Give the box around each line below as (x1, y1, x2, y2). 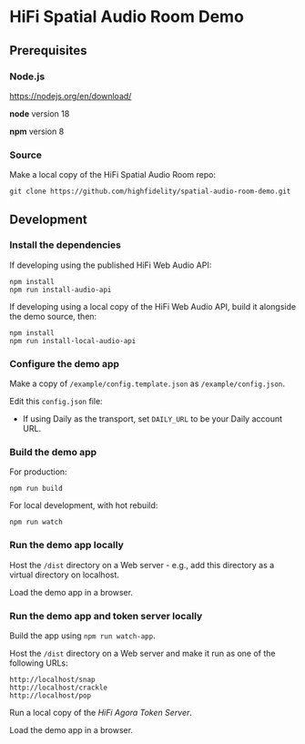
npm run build (9, 484, 64, 494)
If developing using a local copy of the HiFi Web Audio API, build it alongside (9, 301, 297, 311)
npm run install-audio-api (9, 285, 112, 294)
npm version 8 (9, 126, 65, 137)
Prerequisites (9, 43, 87, 58)
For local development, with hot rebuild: (9, 500, 158, 511)
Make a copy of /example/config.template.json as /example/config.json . (9, 378, 285, 389)
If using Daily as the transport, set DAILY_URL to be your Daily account (22, 413, 283, 424)
